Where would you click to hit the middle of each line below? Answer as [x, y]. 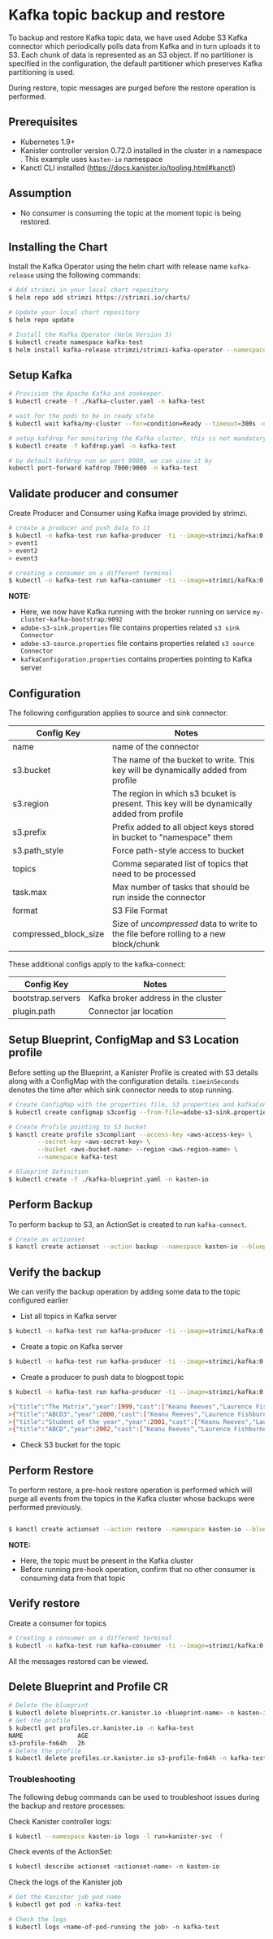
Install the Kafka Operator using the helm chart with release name [118, 267]
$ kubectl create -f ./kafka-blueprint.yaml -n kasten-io [108, 1179]
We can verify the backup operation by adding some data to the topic [125, 1292]
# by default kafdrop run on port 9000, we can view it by [110, 461]
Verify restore [44, 1603]
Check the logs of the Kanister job [65, 1882]
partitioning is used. [42, 72]
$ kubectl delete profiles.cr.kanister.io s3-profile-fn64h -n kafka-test [138, 1758]
